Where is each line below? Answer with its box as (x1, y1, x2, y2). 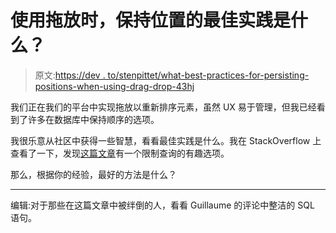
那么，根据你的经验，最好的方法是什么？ (10, 168, 177, 180)
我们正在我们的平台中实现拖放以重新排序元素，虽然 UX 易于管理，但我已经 (10, 101, 317, 113)
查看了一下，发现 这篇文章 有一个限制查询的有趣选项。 (10, 147, 230, 159)
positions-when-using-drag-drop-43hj (34, 80, 195, 92)
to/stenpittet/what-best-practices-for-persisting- (107, 69, 310, 81)
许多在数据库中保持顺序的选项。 (27, 113, 160, 125)
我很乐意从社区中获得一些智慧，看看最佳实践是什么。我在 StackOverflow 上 (10, 134, 322, 146)
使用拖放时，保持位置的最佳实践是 (10, 9, 292, 32)
